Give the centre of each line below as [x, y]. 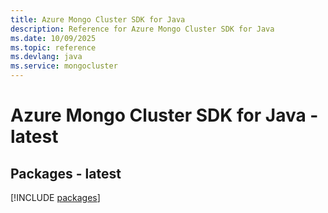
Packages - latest [66, 173]
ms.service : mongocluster [64, 66]
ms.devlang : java [46, 57]
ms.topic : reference [53, 47]
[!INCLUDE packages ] [55, 197]
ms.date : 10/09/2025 [53, 38]
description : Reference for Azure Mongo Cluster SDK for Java [142, 29]
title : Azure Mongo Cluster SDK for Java [98, 19]
